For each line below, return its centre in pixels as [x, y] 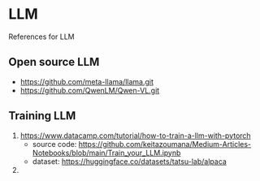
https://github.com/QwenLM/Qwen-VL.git [90, 90]
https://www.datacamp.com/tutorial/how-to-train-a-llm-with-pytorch [135, 136]
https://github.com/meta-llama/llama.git [87, 81]
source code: [54, 144]
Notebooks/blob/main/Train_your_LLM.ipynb [106, 153]
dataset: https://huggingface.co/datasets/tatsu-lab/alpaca [130, 161]
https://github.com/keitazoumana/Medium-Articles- [165, 144]
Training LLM [42, 116]
